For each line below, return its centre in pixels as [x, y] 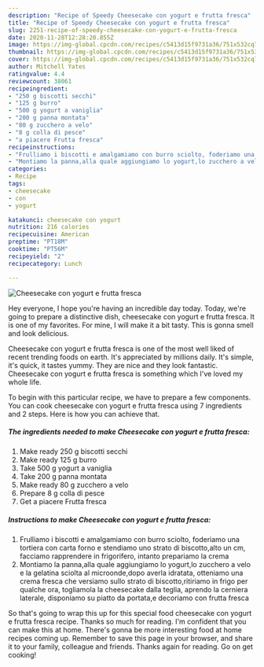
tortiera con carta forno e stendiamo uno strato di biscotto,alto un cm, [132, 548]
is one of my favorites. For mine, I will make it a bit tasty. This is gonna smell [131, 325]
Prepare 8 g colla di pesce [62, 493]
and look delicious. [38, 333]
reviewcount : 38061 [40, 81]
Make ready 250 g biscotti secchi [73, 451]
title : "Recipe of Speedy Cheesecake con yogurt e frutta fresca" [119, 23]
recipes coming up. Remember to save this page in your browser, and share [130, 639]
